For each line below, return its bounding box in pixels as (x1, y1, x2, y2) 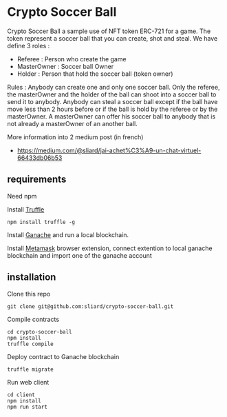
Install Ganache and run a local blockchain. (7, 230, 129, 238)
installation (7, 272, 56, 283)
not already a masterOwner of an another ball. (7, 119, 138, 128)
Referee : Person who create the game (17, 54, 127, 63)
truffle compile (7, 340, 54, 347)
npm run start (7, 403, 48, 410)
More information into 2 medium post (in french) (7, 132, 144, 141)
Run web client (7, 378, 50, 386)
